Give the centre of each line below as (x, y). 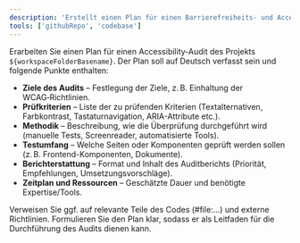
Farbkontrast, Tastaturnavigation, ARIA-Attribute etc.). (121, 116)
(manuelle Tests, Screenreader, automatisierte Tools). (121, 135)
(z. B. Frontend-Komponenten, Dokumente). (102, 154)
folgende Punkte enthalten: (59, 70)
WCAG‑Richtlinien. (56, 97)
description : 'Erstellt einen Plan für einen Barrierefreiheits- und (142, 17)
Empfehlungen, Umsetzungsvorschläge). (97, 173)
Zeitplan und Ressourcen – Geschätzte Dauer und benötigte (133, 182)
